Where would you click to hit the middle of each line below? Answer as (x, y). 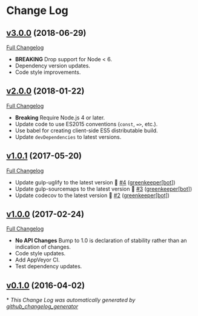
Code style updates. (40, 254)
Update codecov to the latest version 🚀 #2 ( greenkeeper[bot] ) (92, 195)
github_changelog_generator (42, 306)
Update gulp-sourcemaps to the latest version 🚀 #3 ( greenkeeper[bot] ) (104, 189)
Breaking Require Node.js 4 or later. (60, 117)
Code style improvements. (48, 72)
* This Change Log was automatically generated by (71, 300)
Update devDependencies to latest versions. (68, 136)
